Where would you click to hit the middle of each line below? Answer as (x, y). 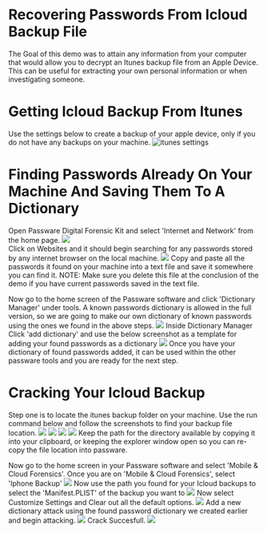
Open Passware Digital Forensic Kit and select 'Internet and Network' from (131, 230)
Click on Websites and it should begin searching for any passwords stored (131, 249)
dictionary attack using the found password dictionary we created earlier (128, 511)
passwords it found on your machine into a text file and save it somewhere (131, 266)
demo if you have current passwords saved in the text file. (104, 283)
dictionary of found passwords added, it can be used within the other (122, 352)
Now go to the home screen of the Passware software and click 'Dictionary (132, 299)
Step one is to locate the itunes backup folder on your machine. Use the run (133, 415)
